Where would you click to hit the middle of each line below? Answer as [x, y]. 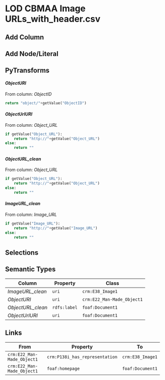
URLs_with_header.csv [53, 19]
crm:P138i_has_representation [82, 357]
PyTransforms [27, 71]
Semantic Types [30, 269]
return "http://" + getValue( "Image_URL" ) [56, 228]
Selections [22, 252]
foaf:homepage [63, 368]
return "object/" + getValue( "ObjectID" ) [46, 103]
